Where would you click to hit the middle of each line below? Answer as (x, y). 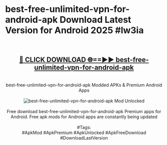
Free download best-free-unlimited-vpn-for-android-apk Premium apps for (84, 111)
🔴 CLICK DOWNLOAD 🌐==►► (67, 60)
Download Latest (95, 20)
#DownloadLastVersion (84, 138)
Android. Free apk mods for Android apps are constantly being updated (84, 117)
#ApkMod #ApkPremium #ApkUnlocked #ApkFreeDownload (84, 133)
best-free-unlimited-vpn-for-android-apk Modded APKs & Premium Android (84, 85)
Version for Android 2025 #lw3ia (74, 30)
